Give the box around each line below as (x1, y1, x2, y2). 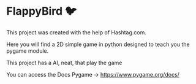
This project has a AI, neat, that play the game (6, 59, 123, 66)
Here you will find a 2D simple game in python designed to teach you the (6, 40, 190, 48)
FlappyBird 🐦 (6, 4, 77, 18)
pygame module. (6, 47, 49, 55)
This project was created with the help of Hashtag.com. (6, 28, 147, 36)
